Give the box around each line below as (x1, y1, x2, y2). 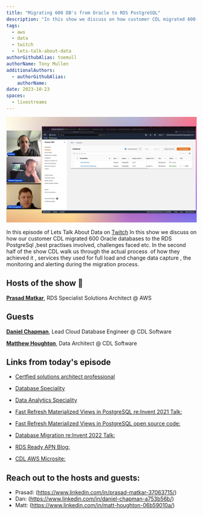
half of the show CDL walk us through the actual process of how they (6, 248, 180, 255)
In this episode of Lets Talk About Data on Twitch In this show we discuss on (6, 228, 197, 235)
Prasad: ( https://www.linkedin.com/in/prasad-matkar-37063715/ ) (14, 489, 177, 496)
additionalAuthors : (6, 67, 56, 73)
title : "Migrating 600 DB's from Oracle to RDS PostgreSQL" (6, 10, 161, 16)
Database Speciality (14, 385, 65, 392)
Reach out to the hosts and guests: (6, 473, 140, 483)
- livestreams (11, 99, 47, 105)
